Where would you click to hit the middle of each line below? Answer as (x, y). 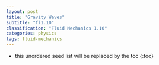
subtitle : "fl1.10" (30, 22)
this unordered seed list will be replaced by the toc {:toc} (84, 56)
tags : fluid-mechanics (34, 39)
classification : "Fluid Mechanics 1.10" (57, 28)
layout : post (22, 12)
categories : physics (32, 34)
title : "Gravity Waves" (36, 17)
